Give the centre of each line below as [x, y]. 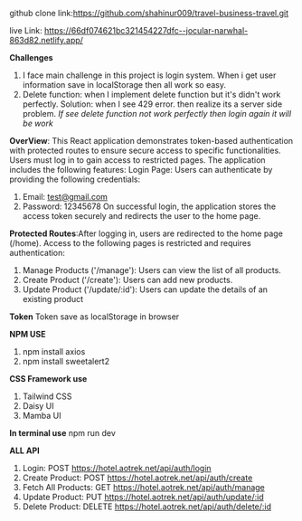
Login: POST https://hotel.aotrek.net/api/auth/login [117, 468]
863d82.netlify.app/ [47, 40]
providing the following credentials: [75, 179]
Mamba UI [42, 416]
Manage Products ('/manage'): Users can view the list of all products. [152, 270]
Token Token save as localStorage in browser [94, 317]
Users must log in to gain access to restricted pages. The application [137, 160]
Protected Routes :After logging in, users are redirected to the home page [146, 233]
